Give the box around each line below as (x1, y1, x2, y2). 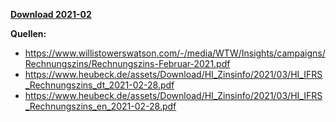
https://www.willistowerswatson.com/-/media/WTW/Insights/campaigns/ (24, 47, 326, 59)
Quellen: (10, 28, 47, 39)
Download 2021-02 (10, 9, 92, 20)
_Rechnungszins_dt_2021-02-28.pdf (24, 79, 175, 91)
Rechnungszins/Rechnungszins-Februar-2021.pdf (24, 58, 231, 69)
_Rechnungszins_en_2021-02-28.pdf (24, 100, 177, 112)
